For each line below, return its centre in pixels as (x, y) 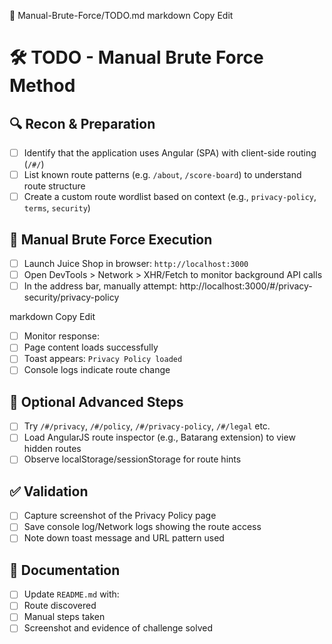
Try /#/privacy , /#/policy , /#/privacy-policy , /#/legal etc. (147, 426)
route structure (54, 186)
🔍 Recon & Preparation (82, 123)
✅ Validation (49, 491)
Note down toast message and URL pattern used (124, 538)
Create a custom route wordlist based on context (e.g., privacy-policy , (170, 197)
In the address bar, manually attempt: (100, 286)
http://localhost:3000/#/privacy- (246, 286)
